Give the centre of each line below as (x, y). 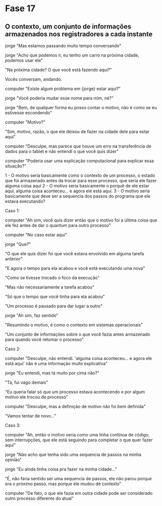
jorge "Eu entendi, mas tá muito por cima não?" (52, 373)
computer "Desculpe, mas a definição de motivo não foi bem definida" (75, 406)
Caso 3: (13, 425)
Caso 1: (12, 211)
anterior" (14, 259)
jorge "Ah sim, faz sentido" (32, 315)
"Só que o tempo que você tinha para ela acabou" (55, 297)
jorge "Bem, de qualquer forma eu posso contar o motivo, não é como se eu (81, 107)
